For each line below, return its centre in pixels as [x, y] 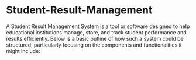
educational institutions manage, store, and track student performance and [96, 32]
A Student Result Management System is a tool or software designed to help [98, 26]
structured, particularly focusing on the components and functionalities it [94, 45]
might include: [23, 51]
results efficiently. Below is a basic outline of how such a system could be [95, 38]
